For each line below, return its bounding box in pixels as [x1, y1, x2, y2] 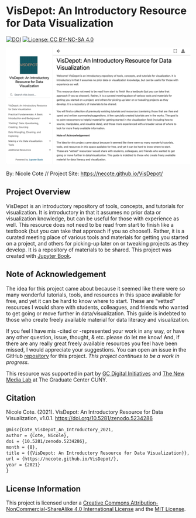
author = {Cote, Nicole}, [6, 432, 69, 439]
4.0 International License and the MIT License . [74, 506, 186, 513]
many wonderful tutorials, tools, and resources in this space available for [6, 291, 181, 298]
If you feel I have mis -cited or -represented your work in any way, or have [6, 327, 185, 335]
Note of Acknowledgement [6, 270, 106, 280]
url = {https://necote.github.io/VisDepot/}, [6, 456, 119, 462]
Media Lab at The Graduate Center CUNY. [6, 376, 108, 383]
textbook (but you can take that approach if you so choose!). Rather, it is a [6, 227, 185, 234]
